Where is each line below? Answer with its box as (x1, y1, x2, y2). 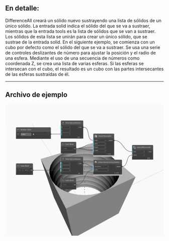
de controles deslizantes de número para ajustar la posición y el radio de (5, 50, 156, 56)
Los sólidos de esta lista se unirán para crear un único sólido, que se (5, 33, 147, 39)
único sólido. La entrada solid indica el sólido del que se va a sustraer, (5, 23, 150, 29)
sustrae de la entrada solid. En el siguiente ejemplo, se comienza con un (5, 39, 155, 45)
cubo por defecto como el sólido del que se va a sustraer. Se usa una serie (5, 44, 160, 50)
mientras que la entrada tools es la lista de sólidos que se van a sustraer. (5, 28, 156, 34)
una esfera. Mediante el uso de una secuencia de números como (5, 55, 140, 61)
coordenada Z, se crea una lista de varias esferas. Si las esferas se (5, 60, 144, 66)
